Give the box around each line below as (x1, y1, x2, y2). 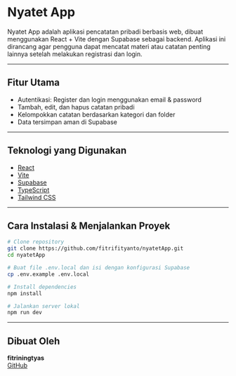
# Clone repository (7, 239, 65, 246)
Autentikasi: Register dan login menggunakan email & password (17, 95, 202, 104)
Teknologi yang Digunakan (7, 145, 127, 156)
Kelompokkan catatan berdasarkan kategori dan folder (17, 110, 176, 119)
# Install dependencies (7, 283, 77, 290)
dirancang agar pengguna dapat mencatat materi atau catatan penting (7, 42, 211, 51)
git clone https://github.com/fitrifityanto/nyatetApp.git (7, 245, 184, 253)
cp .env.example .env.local (7, 271, 90, 278)
